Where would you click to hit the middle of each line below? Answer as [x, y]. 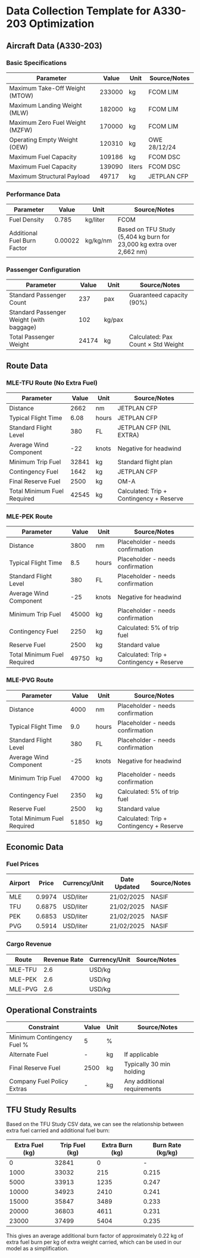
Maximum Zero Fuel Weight [48, 122]
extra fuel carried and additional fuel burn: [58, 1131]
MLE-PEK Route [29, 517]
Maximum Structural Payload [50, 176]
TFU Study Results [41, 1110]
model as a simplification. [37, 1248]
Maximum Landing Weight [46, 105]
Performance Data [33, 194]
